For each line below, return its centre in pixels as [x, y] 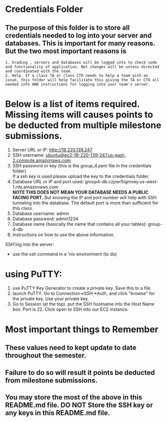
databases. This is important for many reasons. [80, 43]
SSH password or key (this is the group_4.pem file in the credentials [82, 165]
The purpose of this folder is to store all [68, 28]
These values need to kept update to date [71, 348]
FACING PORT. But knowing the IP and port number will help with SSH [84, 197]
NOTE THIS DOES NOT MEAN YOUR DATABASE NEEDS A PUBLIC [80, 192]
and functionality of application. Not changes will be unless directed [82, 67]
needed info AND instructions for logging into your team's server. [78, 84]
